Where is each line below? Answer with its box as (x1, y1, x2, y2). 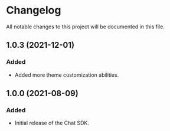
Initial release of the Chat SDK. (14, 119, 90, 127)
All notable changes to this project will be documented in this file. (6, 23, 165, 30)
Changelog (6, 4, 61, 17)
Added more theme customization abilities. (14, 71, 119, 78)
